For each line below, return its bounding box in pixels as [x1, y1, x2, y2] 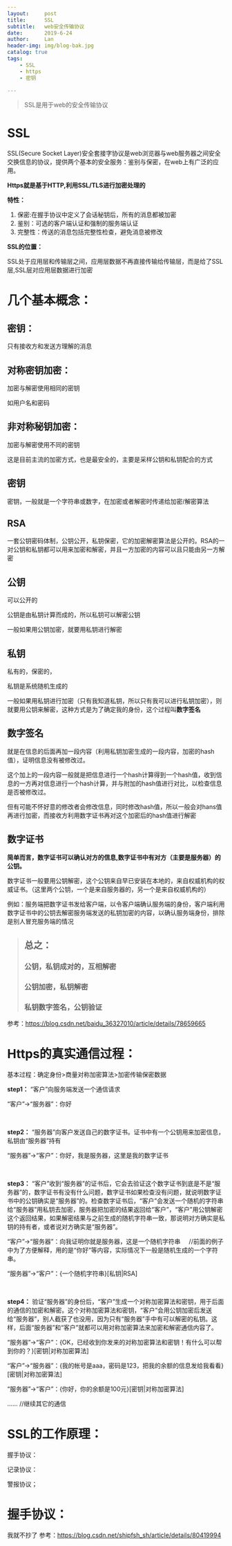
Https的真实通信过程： [7, 1046, 137, 1062]
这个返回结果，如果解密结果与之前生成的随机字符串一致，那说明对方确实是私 [7, 1214, 225, 1222]
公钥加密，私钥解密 [23, 982, 88, 992]
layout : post [7, 10, 57, 17]
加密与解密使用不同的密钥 [7, 440, 80, 448]
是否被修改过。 [7, 788, 50, 796]
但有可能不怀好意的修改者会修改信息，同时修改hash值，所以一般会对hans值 [7, 802, 222, 810]
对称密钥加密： [7, 364, 71, 376]
